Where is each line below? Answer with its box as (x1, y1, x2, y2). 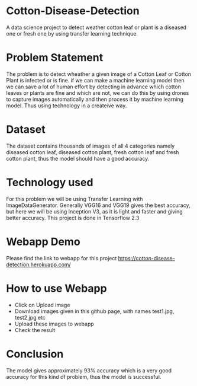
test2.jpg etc (14, 314, 46, 321)
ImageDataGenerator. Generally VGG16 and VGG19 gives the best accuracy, (6, 202, 190, 209)
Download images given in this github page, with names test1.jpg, (14, 307, 175, 315)
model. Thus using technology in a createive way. (6, 102, 127, 109)
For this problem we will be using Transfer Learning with (6, 195, 143, 202)
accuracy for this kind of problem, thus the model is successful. (6, 373, 162, 380)
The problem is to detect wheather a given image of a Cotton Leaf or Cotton (6, 70, 191, 78)
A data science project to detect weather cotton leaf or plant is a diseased (6, 24, 187, 31)
